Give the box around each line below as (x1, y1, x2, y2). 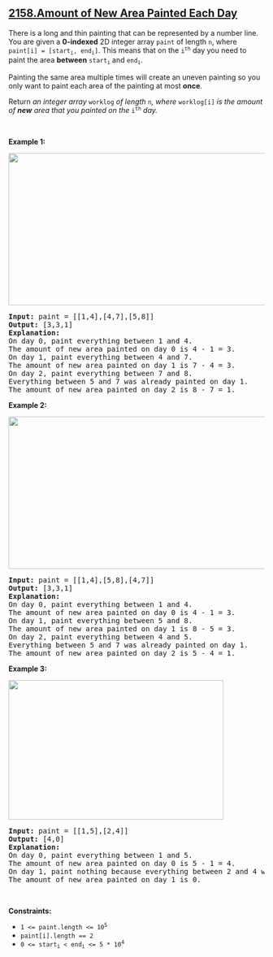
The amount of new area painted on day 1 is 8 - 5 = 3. (8, 624, 236, 633)
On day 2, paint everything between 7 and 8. (8, 369, 193, 378)
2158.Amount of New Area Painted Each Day (8, 6, 238, 20)
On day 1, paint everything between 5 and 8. (8, 616, 193, 625)
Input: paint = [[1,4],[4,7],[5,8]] (8, 312, 154, 321)
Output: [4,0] (8, 834, 65, 843)
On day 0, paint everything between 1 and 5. (8, 851, 193, 860)
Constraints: (8, 906, 52, 916)
